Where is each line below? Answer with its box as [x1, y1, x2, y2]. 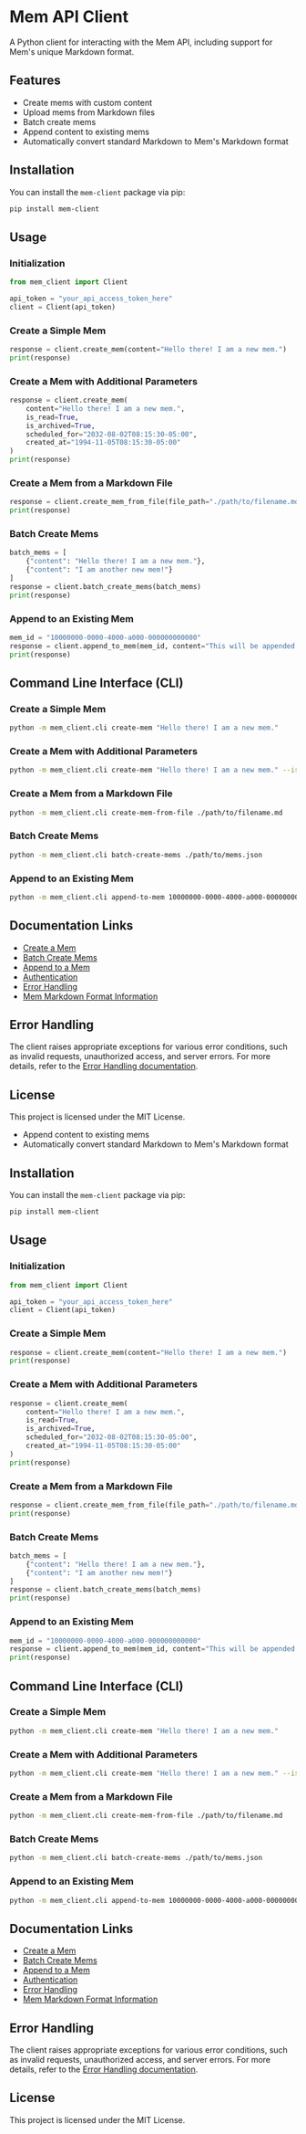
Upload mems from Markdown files [22, 107, 156, 118]
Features [9, 73, 61, 89]
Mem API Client [9, 6, 129, 27]
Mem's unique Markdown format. [9, 46, 135, 57]
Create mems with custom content [22, 97, 153, 108]
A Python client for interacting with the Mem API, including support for [9, 37, 273, 47]
